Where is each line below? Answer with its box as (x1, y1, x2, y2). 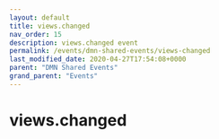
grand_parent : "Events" (9, 72, 99, 81)
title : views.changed (9, 22, 91, 30)
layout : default (9, 13, 70, 22)
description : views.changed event (9, 38, 139, 48)
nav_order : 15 (9, 30, 63, 39)
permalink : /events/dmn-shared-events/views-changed (9, 47, 211, 56)
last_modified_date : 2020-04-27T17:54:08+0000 (9, 55, 187, 64)
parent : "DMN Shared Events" (9, 64, 118, 73)
